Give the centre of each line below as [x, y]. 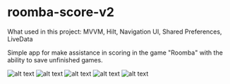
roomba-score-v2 [61, 12]
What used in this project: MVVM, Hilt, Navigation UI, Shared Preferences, [115, 31]
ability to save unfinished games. [55, 59]
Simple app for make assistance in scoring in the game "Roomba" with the [115, 52]
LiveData [20, 38]
